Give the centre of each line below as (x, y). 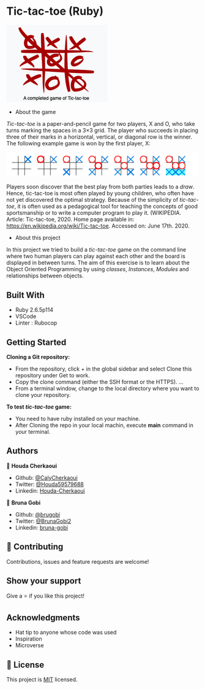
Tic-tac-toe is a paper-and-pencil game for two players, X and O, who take (101, 123)
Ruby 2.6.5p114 (34, 310)
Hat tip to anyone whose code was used (66, 633)
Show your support (44, 581)
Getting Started (36, 342)
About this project (38, 238)
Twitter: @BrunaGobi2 (43, 521)
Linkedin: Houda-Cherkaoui (50, 491)
